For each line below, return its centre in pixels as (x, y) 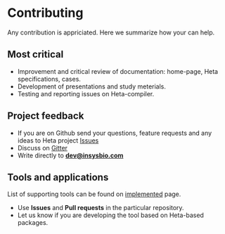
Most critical (36, 54)
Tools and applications (58, 177)
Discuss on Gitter (43, 148)
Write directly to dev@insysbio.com (70, 155)
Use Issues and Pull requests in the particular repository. (101, 208)
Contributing (45, 13)
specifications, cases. (49, 79)
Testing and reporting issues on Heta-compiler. (86, 93)
